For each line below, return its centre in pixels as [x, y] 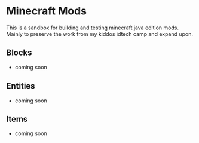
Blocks [19, 53]
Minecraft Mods [47, 11]
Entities [21, 86]
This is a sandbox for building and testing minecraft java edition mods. [93, 28]
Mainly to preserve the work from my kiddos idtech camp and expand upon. [99, 34]
